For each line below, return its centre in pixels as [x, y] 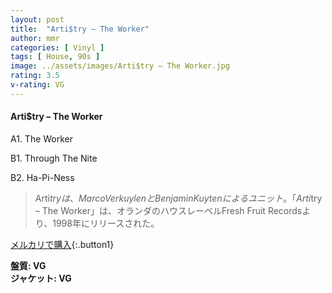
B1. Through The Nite [54, 158]
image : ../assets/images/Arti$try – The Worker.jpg [120, 66]
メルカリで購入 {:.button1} [62, 244]
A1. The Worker [42, 138]
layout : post [37, 19]
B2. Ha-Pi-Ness [42, 177]
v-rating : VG [37, 85]
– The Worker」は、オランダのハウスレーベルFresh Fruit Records [168, 210]
